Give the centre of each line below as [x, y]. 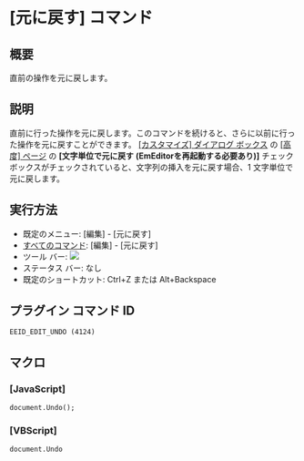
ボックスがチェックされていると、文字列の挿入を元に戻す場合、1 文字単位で [152, 167]
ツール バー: [45, 256]
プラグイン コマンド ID [72, 311]
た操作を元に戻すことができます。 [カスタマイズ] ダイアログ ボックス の [144, 144]
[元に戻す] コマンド [81, 18]
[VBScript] [33, 431]
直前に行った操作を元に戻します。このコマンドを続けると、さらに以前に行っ [152, 133]
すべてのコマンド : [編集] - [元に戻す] [90, 245]
